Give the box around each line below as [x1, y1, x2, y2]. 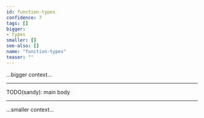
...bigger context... [6, 71, 53, 78]
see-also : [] [6, 43, 39, 49]
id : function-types [6, 9, 56, 15]
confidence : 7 [6, 15, 42, 21]
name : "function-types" [6, 49, 67, 55]
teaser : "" [6, 54, 34, 60]
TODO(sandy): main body [6, 88, 70, 95]
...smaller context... [6, 106, 55, 113]
